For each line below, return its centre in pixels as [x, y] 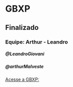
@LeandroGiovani [25, 54]
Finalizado [22, 28]
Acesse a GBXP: [22, 79]
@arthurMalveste [25, 67]
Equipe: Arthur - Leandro [37, 42]
